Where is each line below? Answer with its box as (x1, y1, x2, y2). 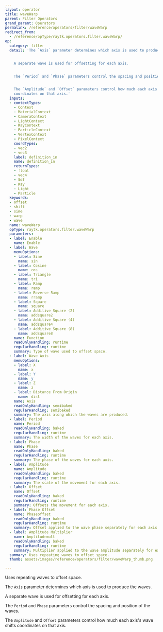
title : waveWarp (5, 12, 38, 17)
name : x (17, 367, 34, 372)
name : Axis (14, 399, 36, 404)
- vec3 (14, 150, 27, 155)
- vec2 (14, 145, 27, 151)
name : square (17, 304, 45, 309)
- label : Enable (9, 236, 42, 241)
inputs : (9, 96, 25, 101)
